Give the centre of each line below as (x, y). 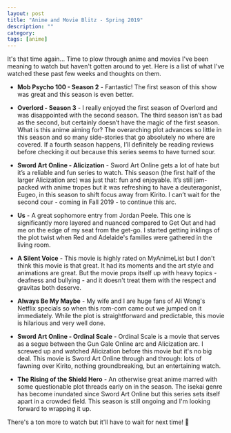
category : (21, 33)
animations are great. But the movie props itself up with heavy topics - (117, 273)
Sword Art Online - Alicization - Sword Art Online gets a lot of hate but (118, 165)
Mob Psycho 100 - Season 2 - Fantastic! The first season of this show (117, 87)
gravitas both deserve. (49, 288)
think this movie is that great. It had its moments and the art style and (115, 266)
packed (28, 187)
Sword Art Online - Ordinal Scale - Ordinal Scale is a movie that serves (119, 337)
